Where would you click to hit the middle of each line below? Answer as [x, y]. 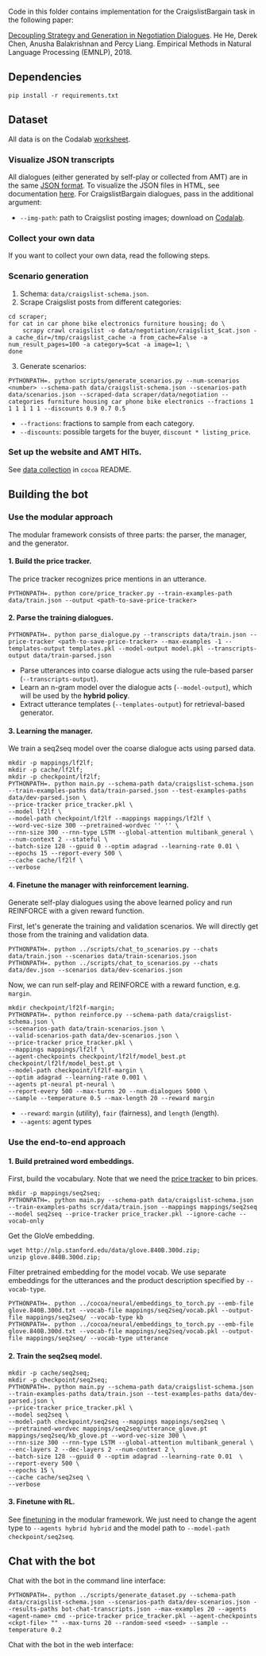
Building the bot [48, 495]
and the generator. [39, 543]
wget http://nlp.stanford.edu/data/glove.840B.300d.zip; [104, 1251]
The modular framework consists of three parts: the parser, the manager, [127, 534]
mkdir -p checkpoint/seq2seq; [58, 1380]
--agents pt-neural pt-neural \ [62, 1084]
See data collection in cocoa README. [70, 469]
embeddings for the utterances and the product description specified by [126, 1281]
